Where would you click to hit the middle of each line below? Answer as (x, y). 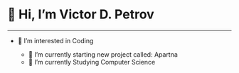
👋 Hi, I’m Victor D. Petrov (81, 15)
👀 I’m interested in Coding (55, 40)
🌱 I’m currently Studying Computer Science (92, 62)
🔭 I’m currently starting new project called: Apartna (103, 54)
